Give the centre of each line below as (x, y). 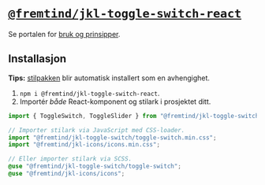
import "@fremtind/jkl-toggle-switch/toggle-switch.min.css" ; (112, 137)
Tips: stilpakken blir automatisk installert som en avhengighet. (109, 78)
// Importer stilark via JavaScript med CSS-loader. (97, 130)
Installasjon (37, 59)
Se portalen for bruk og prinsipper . (64, 34)
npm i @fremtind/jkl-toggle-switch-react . (90, 93)
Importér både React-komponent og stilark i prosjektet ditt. (115, 102)
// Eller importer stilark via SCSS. (70, 159)
